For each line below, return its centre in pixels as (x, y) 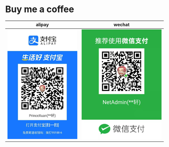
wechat (121, 25)
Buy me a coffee (40, 9)
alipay (43, 25)
